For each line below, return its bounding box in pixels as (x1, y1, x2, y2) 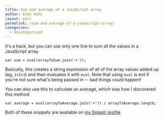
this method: (5, 91, 30, 97)
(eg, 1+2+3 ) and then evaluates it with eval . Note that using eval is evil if (5, 72, 149, 77)
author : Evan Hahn (5, 12, 43, 17)
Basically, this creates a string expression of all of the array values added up (5, 66, 159, 72)
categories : (5, 25, 29, 30)
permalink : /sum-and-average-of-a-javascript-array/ (5, 20, 115, 26)
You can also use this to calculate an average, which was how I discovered (5, 86, 156, 92)
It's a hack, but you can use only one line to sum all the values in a (5, 43, 139, 49)
